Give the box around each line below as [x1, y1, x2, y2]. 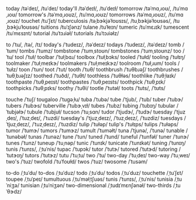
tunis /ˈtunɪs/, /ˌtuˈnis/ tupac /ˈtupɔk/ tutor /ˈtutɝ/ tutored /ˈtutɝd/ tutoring [6, 146, 178, 153]
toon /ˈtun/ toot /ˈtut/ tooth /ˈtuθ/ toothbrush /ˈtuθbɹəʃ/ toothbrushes [19, 66, 180, 73]
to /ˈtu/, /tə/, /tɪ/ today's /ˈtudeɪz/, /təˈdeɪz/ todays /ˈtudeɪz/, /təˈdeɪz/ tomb [6, 41, 181, 48]
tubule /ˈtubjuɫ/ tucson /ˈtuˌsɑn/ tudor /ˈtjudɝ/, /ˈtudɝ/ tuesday [27, 108, 173, 115]
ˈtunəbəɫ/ [6, 133, 27, 140]
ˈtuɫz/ [6, 66, 18, 73]
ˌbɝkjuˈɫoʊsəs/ [6, 23, 40, 30]
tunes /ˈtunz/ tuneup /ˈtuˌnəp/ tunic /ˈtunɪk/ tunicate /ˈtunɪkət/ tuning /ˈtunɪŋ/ [6, 140, 186, 146]
